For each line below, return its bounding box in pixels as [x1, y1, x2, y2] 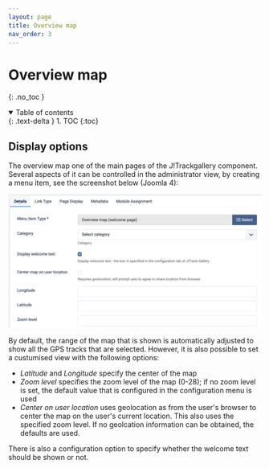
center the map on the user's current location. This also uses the [19, 411, 234, 421]
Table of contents [15, 108, 74, 117]
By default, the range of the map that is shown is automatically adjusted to [8, 335, 255, 345]
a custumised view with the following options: [8, 352, 159, 362]
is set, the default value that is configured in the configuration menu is [19, 385, 252, 395]
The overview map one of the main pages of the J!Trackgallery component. [8, 161, 259, 170]
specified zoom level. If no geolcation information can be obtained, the [19, 419, 255, 429]
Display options [8, 139, 88, 153]
